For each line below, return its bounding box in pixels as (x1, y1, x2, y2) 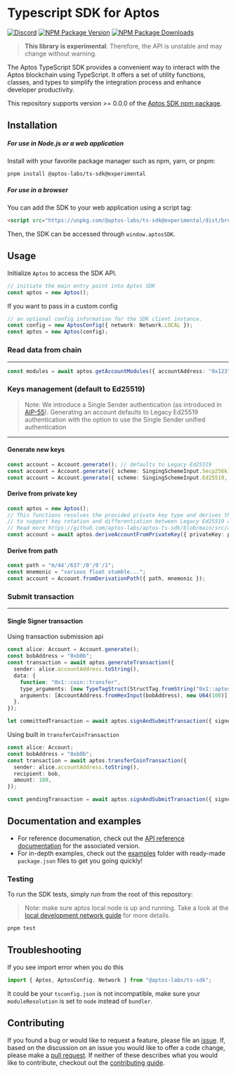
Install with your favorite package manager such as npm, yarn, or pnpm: (7, 157, 216, 165)
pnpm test (7, 925, 37, 932)
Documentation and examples (7, 815, 142, 828)
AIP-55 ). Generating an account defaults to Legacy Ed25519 (24, 408, 199, 416)
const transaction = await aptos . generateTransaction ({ (7, 659, 174, 666)
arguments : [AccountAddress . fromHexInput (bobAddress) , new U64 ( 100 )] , (20, 692, 231, 699)
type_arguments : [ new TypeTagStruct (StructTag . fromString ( (20, 685, 197, 693)
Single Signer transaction (7, 617, 83, 625)
